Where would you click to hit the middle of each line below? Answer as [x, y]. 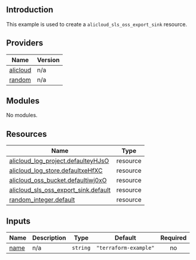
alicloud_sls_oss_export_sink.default [60, 190]
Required [174, 238]
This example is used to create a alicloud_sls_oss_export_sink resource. [97, 24]
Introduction [30, 10]
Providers [25, 43]
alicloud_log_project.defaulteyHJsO [59, 161]
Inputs [19, 221]
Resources [27, 134]
